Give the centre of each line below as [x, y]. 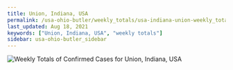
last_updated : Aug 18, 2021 [48, 26]
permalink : [23, 20]
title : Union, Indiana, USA [48, 14]
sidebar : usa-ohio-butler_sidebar [57, 40]
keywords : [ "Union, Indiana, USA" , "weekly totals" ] [85, 33]
